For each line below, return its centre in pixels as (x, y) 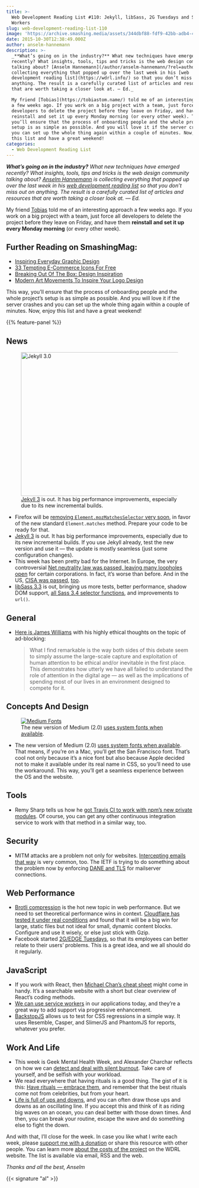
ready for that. (32, 530)
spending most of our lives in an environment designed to (100, 682)
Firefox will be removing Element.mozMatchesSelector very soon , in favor (103, 517)
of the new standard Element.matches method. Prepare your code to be (101, 523)
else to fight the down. (42, 1125)
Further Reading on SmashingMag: (72, 247)
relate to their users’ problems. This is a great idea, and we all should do (102, 945)
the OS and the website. (44, 777)
